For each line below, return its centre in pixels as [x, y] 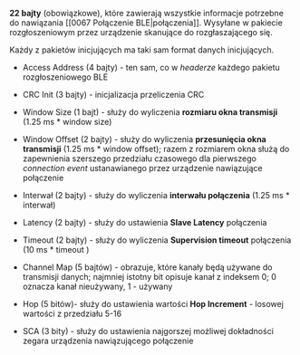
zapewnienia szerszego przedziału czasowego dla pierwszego [139, 158]
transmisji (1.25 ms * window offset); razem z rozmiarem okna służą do [156, 149]
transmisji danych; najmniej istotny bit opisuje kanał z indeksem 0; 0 [149, 277]
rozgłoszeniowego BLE [65, 77]
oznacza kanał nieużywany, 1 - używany [97, 286]
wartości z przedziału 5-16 [72, 313]
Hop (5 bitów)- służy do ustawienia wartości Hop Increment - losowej [153, 304]
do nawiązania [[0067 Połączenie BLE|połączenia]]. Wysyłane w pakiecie [146, 23]
